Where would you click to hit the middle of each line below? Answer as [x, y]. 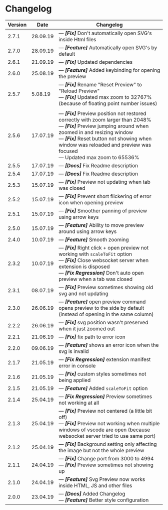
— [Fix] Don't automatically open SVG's [105, 33]
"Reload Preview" [79, 91]
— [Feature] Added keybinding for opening [109, 70]
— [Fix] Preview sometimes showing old [106, 287]
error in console [77, 365]
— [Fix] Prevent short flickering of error [105, 196]
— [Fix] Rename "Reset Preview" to [100, 84]
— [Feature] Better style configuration [103, 500]
